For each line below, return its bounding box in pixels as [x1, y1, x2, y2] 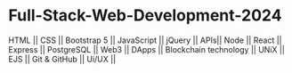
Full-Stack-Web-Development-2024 [8, 5, 282, 26]
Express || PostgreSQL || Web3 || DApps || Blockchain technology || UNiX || [8, 44, 286, 54]
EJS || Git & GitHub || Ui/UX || [8, 53, 117, 64]
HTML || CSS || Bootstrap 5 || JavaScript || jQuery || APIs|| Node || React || [8, 35, 282, 45]
